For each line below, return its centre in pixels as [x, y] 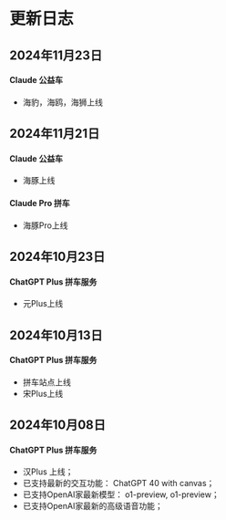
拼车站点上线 [46, 382]
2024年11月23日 [56, 55]
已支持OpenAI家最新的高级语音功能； [92, 506]
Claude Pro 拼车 [40, 203]
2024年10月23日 [57, 256]
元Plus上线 [43, 304]
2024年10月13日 [56, 335]
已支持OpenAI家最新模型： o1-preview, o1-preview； [121, 494]
